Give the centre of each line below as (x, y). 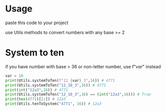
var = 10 (14, 76)
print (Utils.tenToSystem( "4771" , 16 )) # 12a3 (53, 104)
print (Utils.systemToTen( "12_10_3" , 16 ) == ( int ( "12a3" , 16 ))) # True (78, 94)
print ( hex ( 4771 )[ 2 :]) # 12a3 (35, 99)
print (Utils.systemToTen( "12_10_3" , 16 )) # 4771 (56, 85)
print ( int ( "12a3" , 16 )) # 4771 (37, 90)
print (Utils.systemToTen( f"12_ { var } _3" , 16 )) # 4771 (60, 80)
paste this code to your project (37, 23)
